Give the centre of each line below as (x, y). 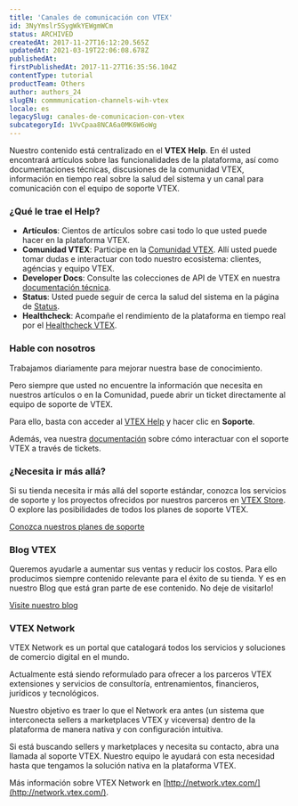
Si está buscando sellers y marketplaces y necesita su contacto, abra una (144, 747)
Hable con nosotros (52, 348)
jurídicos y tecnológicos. (54, 693)
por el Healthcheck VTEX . (69, 325)
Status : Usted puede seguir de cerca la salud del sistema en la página (151, 297)
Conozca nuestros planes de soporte (77, 526)
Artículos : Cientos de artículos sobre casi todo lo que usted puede (145, 231)
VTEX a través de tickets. (56, 448)
